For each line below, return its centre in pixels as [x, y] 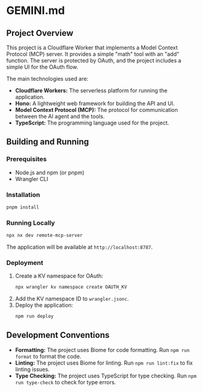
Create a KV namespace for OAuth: [59, 276]
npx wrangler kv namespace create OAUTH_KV [71, 287]
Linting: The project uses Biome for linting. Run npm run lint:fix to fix [104, 363]
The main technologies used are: [47, 79]
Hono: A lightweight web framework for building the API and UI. [95, 103]
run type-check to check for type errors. [66, 382]
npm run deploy [34, 317]
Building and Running [48, 142]
